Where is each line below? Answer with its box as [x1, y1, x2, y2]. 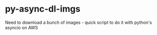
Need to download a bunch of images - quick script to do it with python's [5, 19, 152, 25]
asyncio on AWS [5, 24, 38, 30]
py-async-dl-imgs [5, 3, 80, 15]
